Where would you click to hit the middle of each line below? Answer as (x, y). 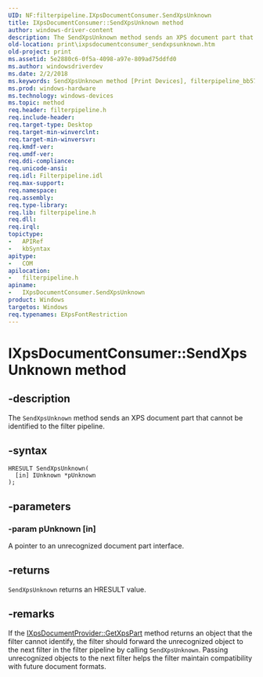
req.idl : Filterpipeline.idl (56, 176)
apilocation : (29, 271)
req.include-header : (42, 118)
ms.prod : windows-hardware (52, 88)
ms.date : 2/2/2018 (38, 74)
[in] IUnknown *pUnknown (56, 475)
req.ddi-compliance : (42, 162)
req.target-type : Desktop (50, 125)
